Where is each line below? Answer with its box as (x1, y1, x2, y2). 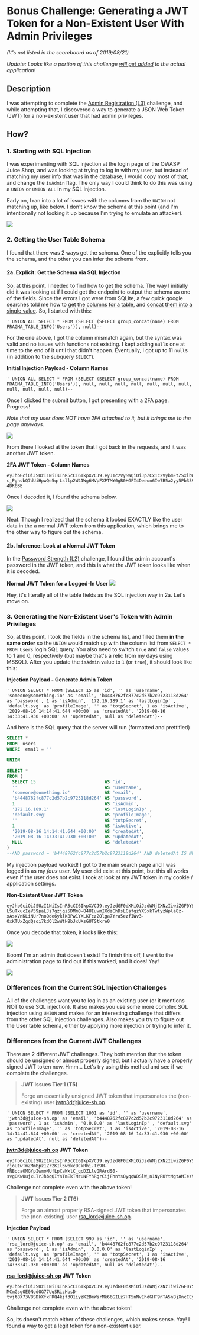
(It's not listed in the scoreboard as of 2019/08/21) (6, 49, 129, 56)
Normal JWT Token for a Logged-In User (6, 580, 108, 587)
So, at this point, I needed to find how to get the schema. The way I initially (6, 282, 188, 289)
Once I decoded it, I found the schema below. (6, 493, 118, 500)
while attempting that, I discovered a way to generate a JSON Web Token (6, 105, 185, 113)
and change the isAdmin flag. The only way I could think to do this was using (6, 179, 193, 186)
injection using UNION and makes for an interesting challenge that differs (6, 1009, 181, 1016)
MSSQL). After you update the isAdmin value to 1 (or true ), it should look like (6, 658, 193, 665)
